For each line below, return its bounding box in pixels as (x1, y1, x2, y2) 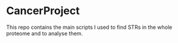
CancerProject (6, 4, 80, 18)
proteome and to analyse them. (6, 29, 83, 37)
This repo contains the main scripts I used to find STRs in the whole (6, 24, 173, 31)
